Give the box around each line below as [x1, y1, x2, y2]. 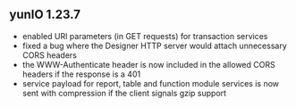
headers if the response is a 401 [21, 69, 141, 79]
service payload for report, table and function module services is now [21, 78, 280, 88]
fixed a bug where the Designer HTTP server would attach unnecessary [21, 40, 288, 51]
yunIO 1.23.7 [9, 7, 80, 22]
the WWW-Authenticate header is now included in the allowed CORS [21, 59, 275, 70]
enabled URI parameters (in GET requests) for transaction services [21, 30, 268, 41]
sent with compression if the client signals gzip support [21, 87, 226, 98]
